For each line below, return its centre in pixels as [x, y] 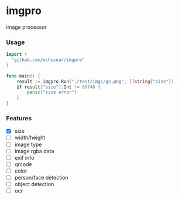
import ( [17, 55]
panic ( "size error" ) [52, 92]
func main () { [23, 76]
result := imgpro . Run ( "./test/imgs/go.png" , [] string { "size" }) [95, 81]
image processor [26, 27]
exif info [24, 157]
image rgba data [34, 151]
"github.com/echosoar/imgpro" [48, 60]
